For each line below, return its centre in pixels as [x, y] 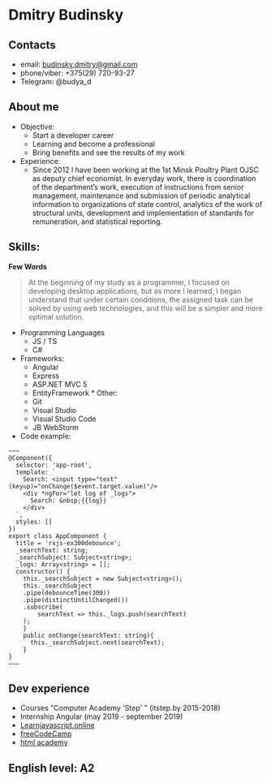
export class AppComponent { [58, 536]
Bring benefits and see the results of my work [108, 153]
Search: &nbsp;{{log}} [68, 501]
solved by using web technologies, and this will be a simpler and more [146, 308]
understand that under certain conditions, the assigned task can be [141, 299]
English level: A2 [52, 768]
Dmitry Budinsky [66, 15]
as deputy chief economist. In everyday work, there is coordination [144, 178]
